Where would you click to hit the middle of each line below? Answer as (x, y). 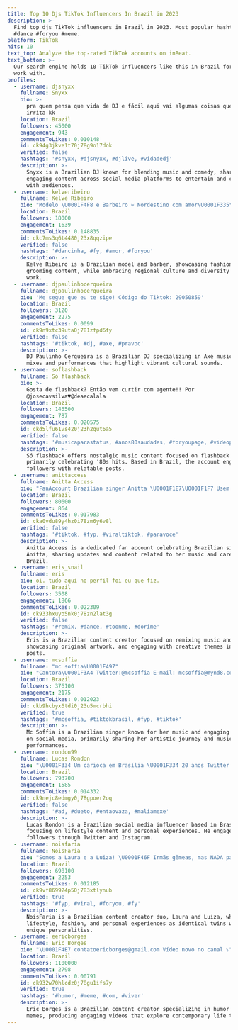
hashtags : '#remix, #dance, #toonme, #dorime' (90, 627)
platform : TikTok (33, 40)
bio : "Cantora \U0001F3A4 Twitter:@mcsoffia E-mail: (98, 673)
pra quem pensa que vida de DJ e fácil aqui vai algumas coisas (123, 106)
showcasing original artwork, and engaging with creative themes (124, 646)
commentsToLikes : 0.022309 (60, 607)
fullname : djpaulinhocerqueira (66, 291)
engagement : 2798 (46, 969)
